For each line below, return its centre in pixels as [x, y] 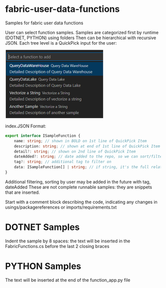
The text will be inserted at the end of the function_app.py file [68, 280]
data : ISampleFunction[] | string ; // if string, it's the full [82, 167]
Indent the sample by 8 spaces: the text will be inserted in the [68, 241]
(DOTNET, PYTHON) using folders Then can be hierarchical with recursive [81, 38]
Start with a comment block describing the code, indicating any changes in [81, 202]
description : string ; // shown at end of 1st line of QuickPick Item [87, 146]
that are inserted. [23, 192]
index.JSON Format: [26, 126]
